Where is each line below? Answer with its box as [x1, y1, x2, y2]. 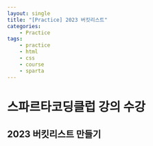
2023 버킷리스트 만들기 [7, 128, 102, 141]
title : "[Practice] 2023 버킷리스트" [7, 16, 108, 23]
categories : [7, 23, 41, 29]
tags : [7, 36, 23, 42]
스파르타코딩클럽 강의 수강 [7, 99, 146, 114]
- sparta [19, 67, 45, 74]
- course [19, 61, 45, 68]
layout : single [7, 10, 51, 17]
